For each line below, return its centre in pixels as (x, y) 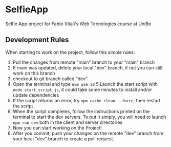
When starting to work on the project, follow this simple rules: (70, 52)
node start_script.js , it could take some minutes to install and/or (82, 89)
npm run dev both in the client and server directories (68, 122)
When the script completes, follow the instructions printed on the (81, 111)
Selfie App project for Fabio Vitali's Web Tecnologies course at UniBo (78, 24)
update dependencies (36, 95)
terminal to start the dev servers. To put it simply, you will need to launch (89, 117)
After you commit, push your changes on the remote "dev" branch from (88, 133)
